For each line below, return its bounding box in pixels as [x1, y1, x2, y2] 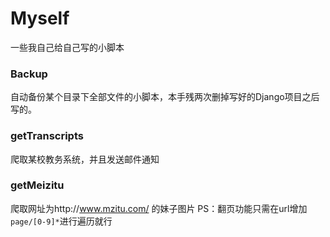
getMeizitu [10, 178, 65, 192]
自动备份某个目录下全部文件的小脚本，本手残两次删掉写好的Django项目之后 [10, 91, 320, 103]
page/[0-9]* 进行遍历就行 [10, 215, 113, 227]
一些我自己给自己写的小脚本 [10, 41, 125, 53]
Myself [10, 7, 70, 30]
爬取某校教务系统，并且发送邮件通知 [10, 153, 160, 165]
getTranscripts [10, 129, 84, 143]
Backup [10, 67, 48, 81]
